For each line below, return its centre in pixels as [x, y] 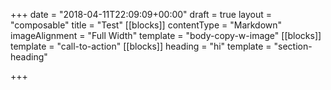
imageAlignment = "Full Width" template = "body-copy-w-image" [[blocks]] [166, 35]
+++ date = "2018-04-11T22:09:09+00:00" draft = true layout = [141, 14]
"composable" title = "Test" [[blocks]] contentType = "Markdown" [146, 25]
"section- [293, 46]
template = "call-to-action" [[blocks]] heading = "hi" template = [141, 46]
